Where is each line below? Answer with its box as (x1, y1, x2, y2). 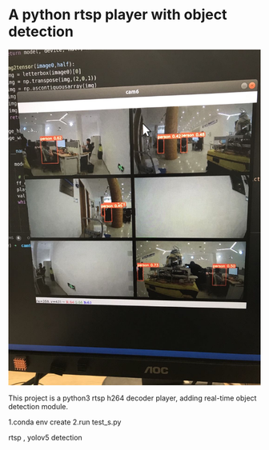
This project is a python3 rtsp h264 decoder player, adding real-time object (8, 393, 257, 403)
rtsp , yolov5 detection (8, 432, 82, 442)
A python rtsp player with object (8, 6, 227, 24)
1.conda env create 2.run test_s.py (8, 417, 122, 427)
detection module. (8, 401, 69, 411)
